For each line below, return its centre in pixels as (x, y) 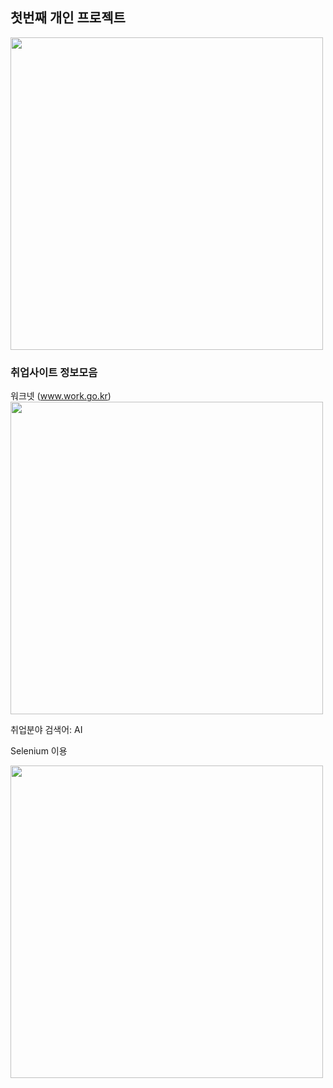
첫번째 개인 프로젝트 (68, 18)
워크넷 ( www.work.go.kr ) (61, 396)
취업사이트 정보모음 (54, 372)
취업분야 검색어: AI (46, 730)
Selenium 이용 (39, 751)
